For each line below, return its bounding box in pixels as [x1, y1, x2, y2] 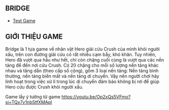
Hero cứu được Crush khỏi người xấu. [5, 84, 84, 90]
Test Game [12, 17, 36, 23]
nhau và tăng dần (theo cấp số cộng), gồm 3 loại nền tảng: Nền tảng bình [5, 67, 159, 73]
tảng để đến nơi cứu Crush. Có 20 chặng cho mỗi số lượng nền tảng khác [5, 62, 159, 68]
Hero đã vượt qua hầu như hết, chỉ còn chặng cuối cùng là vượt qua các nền [5, 57, 164, 63]
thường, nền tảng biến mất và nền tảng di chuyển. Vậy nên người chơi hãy [5, 73, 159, 79]
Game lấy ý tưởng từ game [5, 94, 61, 100]
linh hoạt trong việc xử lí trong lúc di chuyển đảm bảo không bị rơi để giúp [5, 78, 160, 85]
